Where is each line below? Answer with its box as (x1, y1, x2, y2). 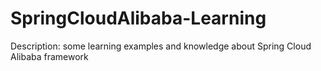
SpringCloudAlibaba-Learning (10, 7, 267, 30)
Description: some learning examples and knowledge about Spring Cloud (10, 40, 312, 52)
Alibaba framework (10, 50, 89, 62)
